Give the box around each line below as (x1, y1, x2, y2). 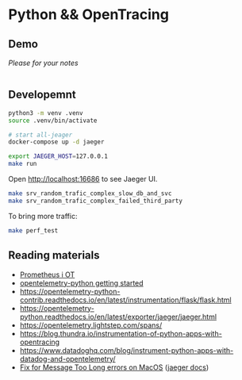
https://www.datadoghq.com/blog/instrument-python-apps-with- (19, 345, 234, 355)
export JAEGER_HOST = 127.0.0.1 (8, 152, 109, 160)
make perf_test (8, 226, 59, 235)
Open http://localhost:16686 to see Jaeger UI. (8, 175, 158, 184)
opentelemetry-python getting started (19, 278, 144, 287)
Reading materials (8, 248, 101, 263)
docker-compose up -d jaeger (8, 138, 105, 146)
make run (8, 160, 37, 168)
